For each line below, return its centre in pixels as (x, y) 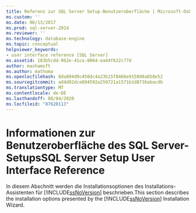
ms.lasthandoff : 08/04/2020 (40, 98)
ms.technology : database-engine (45, 39)
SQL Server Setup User (98, 158)
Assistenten (20, 193)
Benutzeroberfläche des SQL (78, 145)
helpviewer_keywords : (32, 50)
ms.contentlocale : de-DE (36, 93)
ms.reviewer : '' (26, 33)
